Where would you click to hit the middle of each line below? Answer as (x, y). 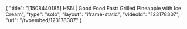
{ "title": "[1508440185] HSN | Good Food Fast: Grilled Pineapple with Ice (93, 8)
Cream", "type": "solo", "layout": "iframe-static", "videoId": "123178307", (93, 14)
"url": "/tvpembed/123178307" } (44, 20)
